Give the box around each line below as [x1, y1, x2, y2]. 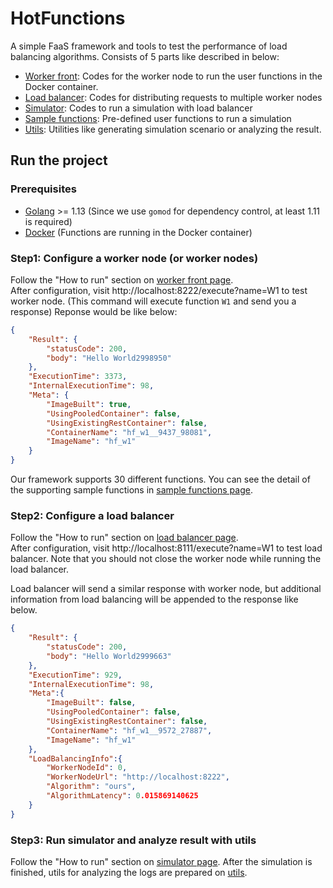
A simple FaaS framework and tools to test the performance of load [10, 40, 288, 52]
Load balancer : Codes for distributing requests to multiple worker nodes [24, 91, 323, 103]
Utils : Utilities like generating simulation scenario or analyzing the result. [24, 123, 322, 135]
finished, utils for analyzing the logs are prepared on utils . [10, 867, 248, 879]
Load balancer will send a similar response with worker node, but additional [10, 583, 322, 595]
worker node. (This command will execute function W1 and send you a [10, 295, 297, 307]
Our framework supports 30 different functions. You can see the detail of [10, 473, 311, 486]
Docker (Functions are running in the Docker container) [24, 226, 253, 238]
